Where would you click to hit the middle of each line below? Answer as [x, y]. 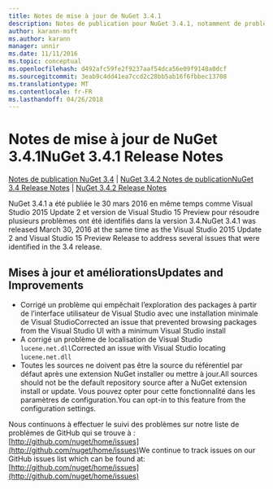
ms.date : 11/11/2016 [43, 54]
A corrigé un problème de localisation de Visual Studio [111, 339]
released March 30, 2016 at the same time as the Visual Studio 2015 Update [135, 229]
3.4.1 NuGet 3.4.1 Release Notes [116, 157]
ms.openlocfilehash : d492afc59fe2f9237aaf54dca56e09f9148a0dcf [118, 69]
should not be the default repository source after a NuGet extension [134, 382]
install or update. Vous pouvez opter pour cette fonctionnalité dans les [138, 391]
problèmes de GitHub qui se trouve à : [72, 433]
